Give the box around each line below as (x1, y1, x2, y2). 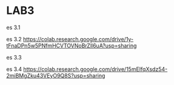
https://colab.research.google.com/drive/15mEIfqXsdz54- (23, 65, 168, 73)
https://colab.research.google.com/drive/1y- (23, 35, 134, 42)
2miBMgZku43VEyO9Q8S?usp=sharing (6, 72, 105, 79)
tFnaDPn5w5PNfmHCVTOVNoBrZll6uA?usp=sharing (6, 42, 137, 49)
